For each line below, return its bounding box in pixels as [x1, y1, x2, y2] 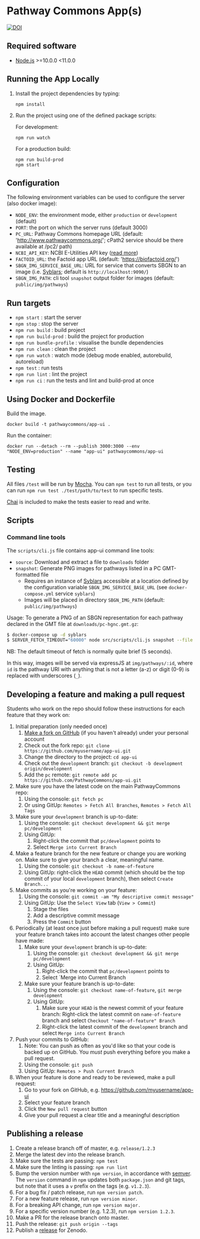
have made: [15, 937, 45, 944]
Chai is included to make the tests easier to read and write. [7, 498, 151, 505]
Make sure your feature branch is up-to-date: [24, 980, 135, 987]
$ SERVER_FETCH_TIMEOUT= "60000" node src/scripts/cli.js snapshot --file [7, 637, 193, 643]
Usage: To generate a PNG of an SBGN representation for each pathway [7, 614, 183, 621]
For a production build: [15, 145, 71, 152]
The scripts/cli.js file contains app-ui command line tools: [7, 546, 155, 554]
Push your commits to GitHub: [15, 1036, 89, 1043]
